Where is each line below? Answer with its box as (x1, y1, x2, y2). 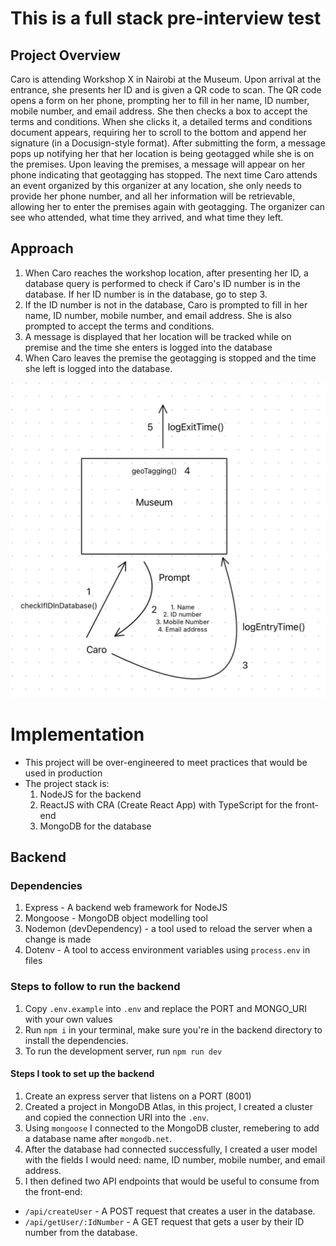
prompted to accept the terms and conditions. (24, 320, 215, 332)
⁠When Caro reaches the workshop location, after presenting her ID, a (24, 267, 309, 279)
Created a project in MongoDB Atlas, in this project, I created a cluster (24, 1100, 313, 1112)
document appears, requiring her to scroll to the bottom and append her (10, 127, 307, 138)
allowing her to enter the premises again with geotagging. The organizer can (10, 201, 326, 212)
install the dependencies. (24, 1034, 129, 1046)
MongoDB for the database (39, 820, 152, 832)
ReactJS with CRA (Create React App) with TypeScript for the (39, 798, 293, 811)
